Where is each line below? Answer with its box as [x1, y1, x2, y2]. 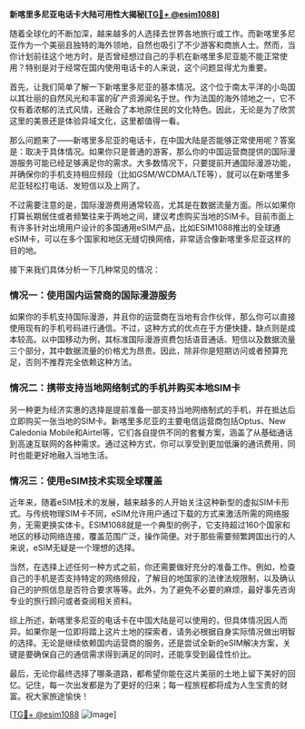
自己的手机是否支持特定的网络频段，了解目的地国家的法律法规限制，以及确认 [9, 572, 296, 584]
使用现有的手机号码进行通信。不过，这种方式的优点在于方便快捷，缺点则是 [9, 322, 288, 334]
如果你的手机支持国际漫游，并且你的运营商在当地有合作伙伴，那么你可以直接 [9, 311, 296, 322]
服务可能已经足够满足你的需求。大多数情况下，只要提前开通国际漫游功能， [16, 158, 296, 168]
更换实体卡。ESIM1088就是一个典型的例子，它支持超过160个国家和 [40, 519, 290, 530]
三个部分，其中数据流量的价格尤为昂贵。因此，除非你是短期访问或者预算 [9, 345, 280, 357]
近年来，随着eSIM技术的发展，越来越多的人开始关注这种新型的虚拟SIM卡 [9, 497, 281, 507]
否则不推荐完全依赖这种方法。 [25, 357, 137, 368]
